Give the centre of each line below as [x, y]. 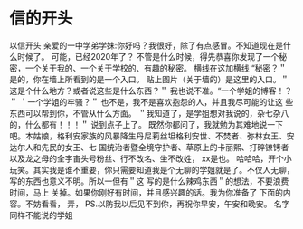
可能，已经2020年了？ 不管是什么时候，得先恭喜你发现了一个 [165, 56]
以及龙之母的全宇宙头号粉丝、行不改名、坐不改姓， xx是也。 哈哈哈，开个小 [151, 158]
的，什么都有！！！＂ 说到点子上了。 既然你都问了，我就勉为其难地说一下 [146, 124]
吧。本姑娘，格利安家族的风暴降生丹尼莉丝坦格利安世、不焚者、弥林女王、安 [152, 136]
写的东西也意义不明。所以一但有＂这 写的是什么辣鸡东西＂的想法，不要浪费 [149, 181]
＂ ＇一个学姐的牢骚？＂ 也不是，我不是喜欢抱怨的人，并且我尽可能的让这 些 [151, 101]
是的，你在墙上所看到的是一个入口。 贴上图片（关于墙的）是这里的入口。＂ [149, 79]
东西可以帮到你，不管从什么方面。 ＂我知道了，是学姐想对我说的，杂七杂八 [149, 113]
